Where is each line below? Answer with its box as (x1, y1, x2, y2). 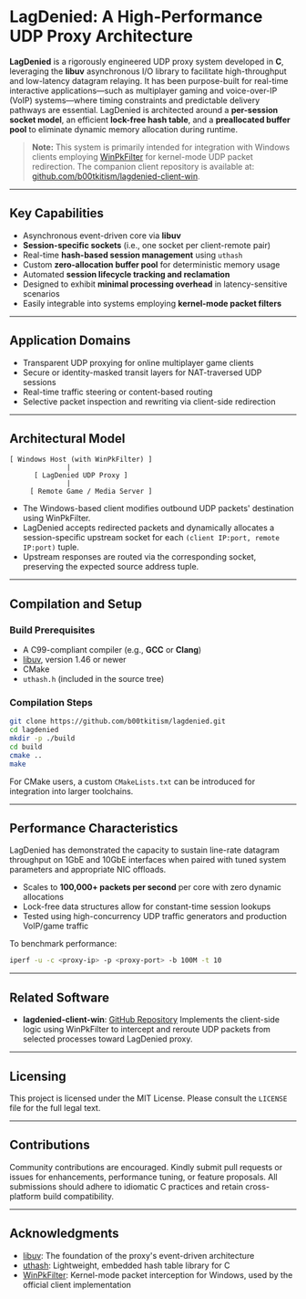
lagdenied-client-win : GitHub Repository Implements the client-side (22, 1014, 280, 1025)
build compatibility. (42, 1190, 115, 1201)
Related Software (9, 990, 109, 1005)
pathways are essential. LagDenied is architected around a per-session (9, 104, 279, 115)
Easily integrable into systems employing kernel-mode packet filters (22, 298, 282, 309)
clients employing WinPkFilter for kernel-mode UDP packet (31, 151, 253, 162)
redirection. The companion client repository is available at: (31, 161, 255, 172)
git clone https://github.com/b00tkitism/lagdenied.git (9, 717, 226, 727)
